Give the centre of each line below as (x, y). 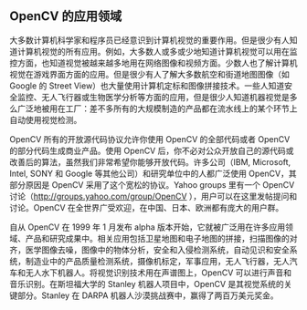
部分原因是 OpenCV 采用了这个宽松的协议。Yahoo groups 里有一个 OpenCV (152, 184)
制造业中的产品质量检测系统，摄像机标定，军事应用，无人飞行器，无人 (157, 261)
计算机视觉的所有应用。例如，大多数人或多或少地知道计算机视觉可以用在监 (157, 51)
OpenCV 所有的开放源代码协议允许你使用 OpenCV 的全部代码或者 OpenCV (150, 139)
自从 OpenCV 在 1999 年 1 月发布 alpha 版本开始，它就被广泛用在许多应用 (148, 227)
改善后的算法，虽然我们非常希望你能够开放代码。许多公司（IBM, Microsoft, (150, 161)
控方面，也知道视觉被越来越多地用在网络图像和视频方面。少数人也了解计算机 (153, 63)
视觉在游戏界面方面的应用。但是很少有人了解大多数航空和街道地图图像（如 (149, 74)
